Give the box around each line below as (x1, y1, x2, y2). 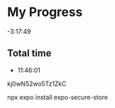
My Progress (7, 4, 83, 20)
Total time (7, 47, 52, 59)
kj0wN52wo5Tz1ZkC (7, 79, 67, 88)
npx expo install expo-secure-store (7, 93, 108, 101)
